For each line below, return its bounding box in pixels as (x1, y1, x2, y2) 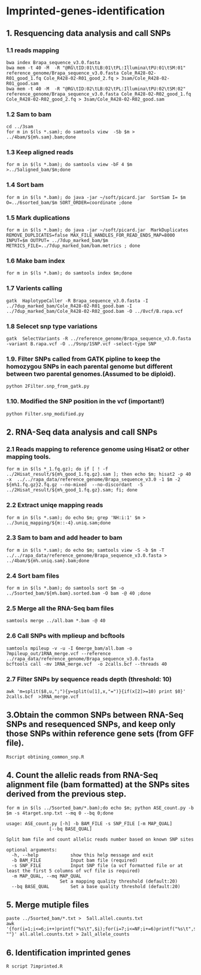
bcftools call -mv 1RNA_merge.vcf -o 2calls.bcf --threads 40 (6, 661, 167, 667)
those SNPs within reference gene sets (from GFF (6, 729, 194, 739)
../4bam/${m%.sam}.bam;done (6, 134, 77, 140)
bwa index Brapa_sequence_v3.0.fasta (6, 59, 100, 65)
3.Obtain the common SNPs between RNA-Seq (6, 710, 184, 720)
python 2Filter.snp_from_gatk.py (6, 384, 90, 390)
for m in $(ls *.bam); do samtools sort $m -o (6, 585, 124, 591)
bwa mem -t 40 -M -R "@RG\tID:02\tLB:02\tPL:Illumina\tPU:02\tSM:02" (6, 86, 186, 92)
